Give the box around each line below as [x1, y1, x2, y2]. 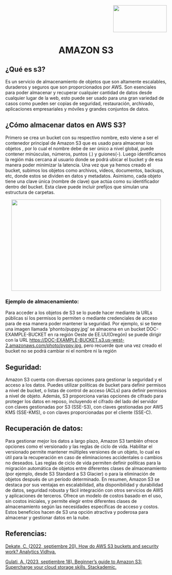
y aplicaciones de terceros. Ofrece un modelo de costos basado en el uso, [5, 492, 162, 499]
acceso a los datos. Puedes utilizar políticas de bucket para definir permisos [5, 381, 166, 388]
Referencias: [5, 529, 47, 538]
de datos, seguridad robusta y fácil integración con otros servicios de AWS [5, 487, 163, 493]
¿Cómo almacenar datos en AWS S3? [5, 121, 126, 130]
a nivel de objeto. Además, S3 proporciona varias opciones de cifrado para [5, 393, 163, 399]
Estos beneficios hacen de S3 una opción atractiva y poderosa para [5, 509, 148, 515]
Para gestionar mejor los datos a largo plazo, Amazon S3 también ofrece [5, 438, 159, 444]
